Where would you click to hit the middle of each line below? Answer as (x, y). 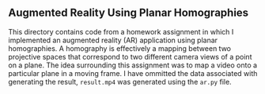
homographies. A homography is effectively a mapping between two (120, 48)
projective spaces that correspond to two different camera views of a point (130, 56)
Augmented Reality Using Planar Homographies (129, 13)
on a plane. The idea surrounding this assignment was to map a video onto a (133, 65)
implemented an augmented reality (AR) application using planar (113, 40)
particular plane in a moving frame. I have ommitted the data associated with (133, 73)
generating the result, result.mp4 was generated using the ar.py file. (120, 81)
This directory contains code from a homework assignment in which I (121, 31)
